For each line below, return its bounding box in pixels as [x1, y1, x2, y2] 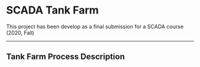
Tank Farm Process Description [6, 52, 125, 62]
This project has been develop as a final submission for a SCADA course [6, 23, 184, 30]
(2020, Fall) [6, 29, 35, 36]
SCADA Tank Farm [6, 4, 99, 17]
